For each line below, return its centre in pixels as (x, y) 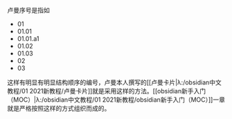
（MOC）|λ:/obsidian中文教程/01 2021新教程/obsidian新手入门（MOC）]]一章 (116, 100)
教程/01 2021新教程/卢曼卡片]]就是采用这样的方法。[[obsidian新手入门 (107, 91)
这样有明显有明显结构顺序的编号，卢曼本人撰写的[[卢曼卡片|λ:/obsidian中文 (114, 82)
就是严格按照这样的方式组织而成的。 (59, 108)
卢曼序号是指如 (28, 10)
